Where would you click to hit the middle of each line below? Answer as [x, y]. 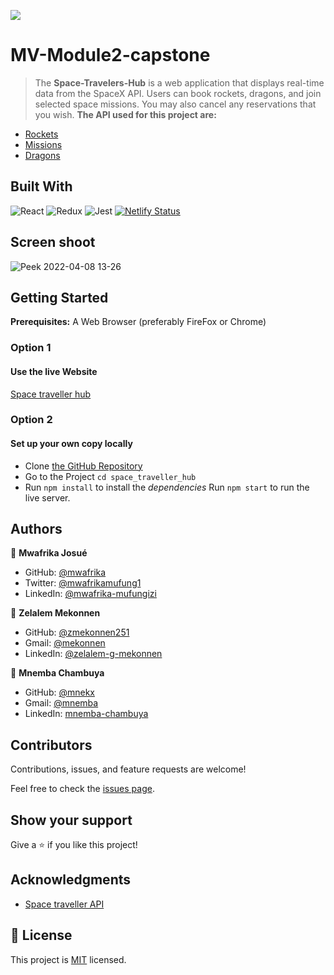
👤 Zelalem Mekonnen [55, 613]
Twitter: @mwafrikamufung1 [83, 583]
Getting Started [59, 297]
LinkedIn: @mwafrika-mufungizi [90, 594]
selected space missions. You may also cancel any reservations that [175, 104]
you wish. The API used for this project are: [125, 114]
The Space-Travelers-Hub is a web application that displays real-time [179, 82]
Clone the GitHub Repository [83, 466]
